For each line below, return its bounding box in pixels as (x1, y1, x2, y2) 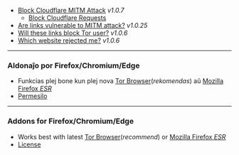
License (17, 140, 41, 149)
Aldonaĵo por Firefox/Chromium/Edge (7, 60, 140, 70)
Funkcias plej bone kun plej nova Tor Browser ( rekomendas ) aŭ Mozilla (17, 77, 224, 85)
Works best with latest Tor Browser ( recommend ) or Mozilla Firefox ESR (17, 132, 226, 141)
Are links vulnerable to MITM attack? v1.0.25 (17, 21, 148, 29)
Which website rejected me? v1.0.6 (17, 36, 120, 45)
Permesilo (17, 92, 48, 100)
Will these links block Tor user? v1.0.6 (17, 28, 128, 37)
